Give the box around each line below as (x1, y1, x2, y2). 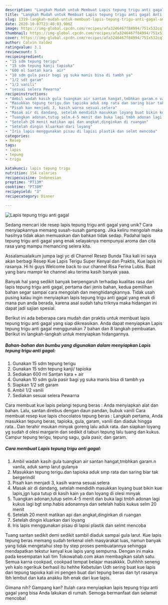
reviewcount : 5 (5, 49, 37, 54)
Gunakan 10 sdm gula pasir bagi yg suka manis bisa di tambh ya (12, 376, 144, 382)
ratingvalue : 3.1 (5, 45, 41, 50)
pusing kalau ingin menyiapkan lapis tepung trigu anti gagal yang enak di (5, 294, 155, 300)
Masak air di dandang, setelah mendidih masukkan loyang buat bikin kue (12, 485, 162, 491)
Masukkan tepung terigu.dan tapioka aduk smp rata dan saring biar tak (12, 469, 158, 475)
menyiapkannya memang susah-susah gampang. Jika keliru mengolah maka (5, 227, 163, 233)
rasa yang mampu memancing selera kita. (5, 243, 91, 249)
